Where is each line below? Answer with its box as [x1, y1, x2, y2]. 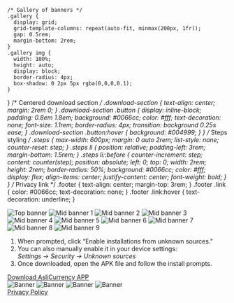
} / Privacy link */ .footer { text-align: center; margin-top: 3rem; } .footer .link [7, 181, 226, 188]
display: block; [13, 68, 61, 75]
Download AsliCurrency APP [7, 273, 89, 281]
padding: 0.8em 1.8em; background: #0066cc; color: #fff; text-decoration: [7, 113, 221, 122]
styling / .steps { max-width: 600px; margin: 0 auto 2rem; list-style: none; [7, 136, 219, 143]
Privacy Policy [7, 288, 48, 296]
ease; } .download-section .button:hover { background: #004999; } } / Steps [7, 128, 228, 136]
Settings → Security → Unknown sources [17, 252, 136, 260]
